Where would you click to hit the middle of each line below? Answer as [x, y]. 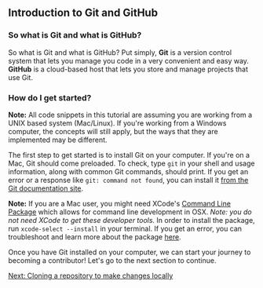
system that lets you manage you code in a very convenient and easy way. [129, 60]
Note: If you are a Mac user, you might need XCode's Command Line [120, 203]
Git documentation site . [46, 188]
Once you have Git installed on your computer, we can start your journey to [130, 252]
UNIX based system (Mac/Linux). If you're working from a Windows [117, 123]
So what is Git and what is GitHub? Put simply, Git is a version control [120, 52]
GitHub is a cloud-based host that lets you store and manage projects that [128, 69]
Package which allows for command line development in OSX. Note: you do [130, 212]
